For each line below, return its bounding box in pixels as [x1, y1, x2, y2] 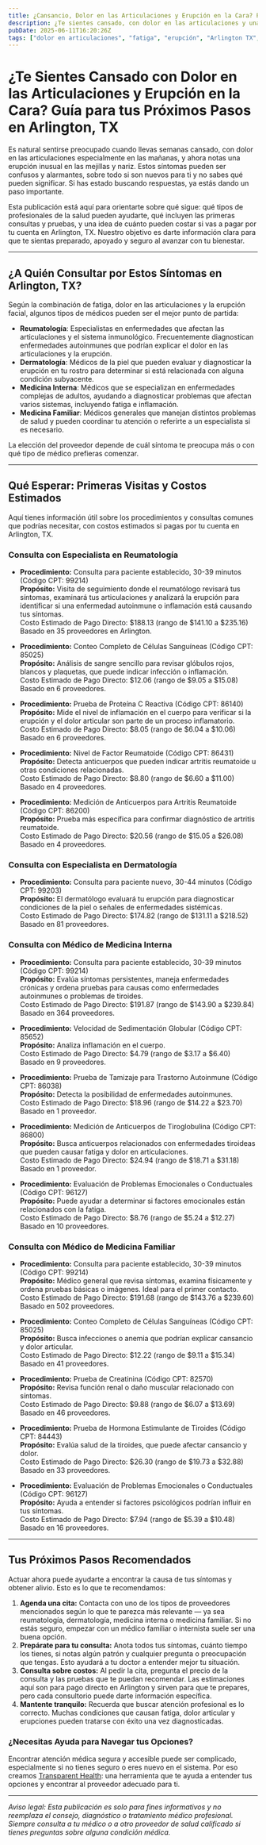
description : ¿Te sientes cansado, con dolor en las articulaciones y [8, 19, 246, 27]
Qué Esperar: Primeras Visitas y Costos [8, 479, 207, 493]
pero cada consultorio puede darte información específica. [19, 1691, 212, 1701]
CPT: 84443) [19, 1432, 63, 1441]
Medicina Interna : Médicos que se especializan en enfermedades [19, 382, 235, 392]
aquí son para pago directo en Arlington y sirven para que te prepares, [19, 1682, 250, 1692]
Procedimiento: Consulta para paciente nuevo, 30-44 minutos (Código [19, 878, 253, 887]
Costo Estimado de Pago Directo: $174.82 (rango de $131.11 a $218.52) [19, 911, 249, 921]
